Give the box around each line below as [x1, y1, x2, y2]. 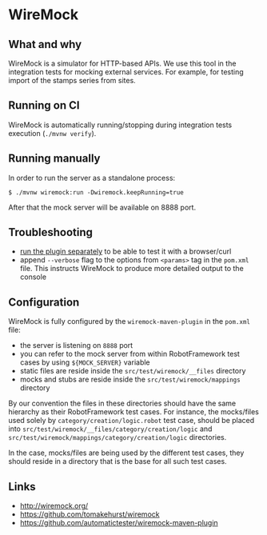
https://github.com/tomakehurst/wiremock [19, 509, 160, 519]
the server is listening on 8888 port [19, 341, 133, 350]
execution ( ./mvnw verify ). [8, 128, 97, 138]
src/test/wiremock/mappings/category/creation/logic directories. [8, 433, 227, 442]
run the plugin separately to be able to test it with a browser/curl [19, 246, 232, 257]
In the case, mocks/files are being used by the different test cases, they [8, 448, 245, 457]
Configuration [8, 295, 80, 309]
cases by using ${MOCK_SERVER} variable [19, 357, 150, 367]
